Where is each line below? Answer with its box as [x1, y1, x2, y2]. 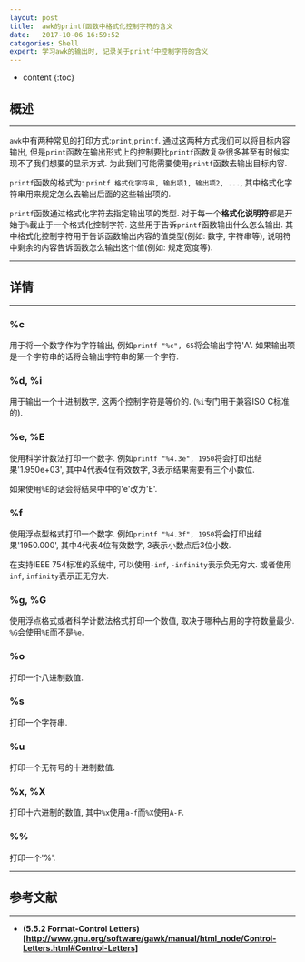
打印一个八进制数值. [9, 672, 84, 683]
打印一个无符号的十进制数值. [9, 762, 116, 773]
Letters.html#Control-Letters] [22, 942, 139, 953]
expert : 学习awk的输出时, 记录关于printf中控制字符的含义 [9, 47, 209, 56]
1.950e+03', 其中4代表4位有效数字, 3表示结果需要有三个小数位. [19, 464, 256, 475]
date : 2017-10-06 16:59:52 [9, 30, 120, 39]
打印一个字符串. [9, 716, 68, 727]
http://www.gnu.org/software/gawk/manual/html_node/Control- [25, 933, 277, 944]
